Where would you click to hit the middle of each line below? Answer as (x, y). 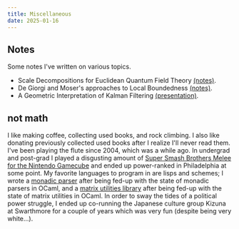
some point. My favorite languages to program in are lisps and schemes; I (115, 173)
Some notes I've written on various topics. (69, 67)
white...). (20, 219)
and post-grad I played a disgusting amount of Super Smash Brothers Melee (119, 158)
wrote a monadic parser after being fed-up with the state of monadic (108, 181)
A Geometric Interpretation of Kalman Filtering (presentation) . (108, 96)
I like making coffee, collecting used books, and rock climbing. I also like (113, 136)
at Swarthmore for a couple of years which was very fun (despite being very (119, 211)
